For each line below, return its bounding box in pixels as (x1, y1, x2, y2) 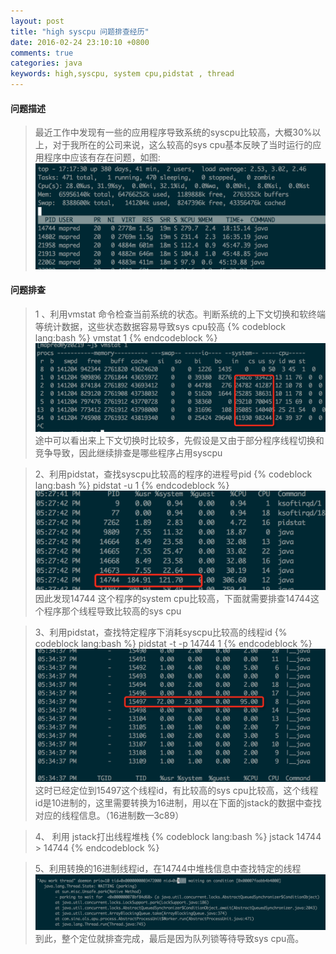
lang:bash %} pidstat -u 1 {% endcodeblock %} (34, 480, 230, 492)
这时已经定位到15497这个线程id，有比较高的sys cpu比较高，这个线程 (34, 784, 319, 796)
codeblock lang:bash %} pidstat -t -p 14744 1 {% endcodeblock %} (34, 638, 313, 650)
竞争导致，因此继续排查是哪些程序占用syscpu (34, 447, 223, 459)
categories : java (10, 58, 83, 69)
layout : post (10, 16, 65, 26)
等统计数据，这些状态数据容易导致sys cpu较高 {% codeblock (34, 320, 286, 332)
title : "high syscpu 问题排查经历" (10, 26, 150, 37)
